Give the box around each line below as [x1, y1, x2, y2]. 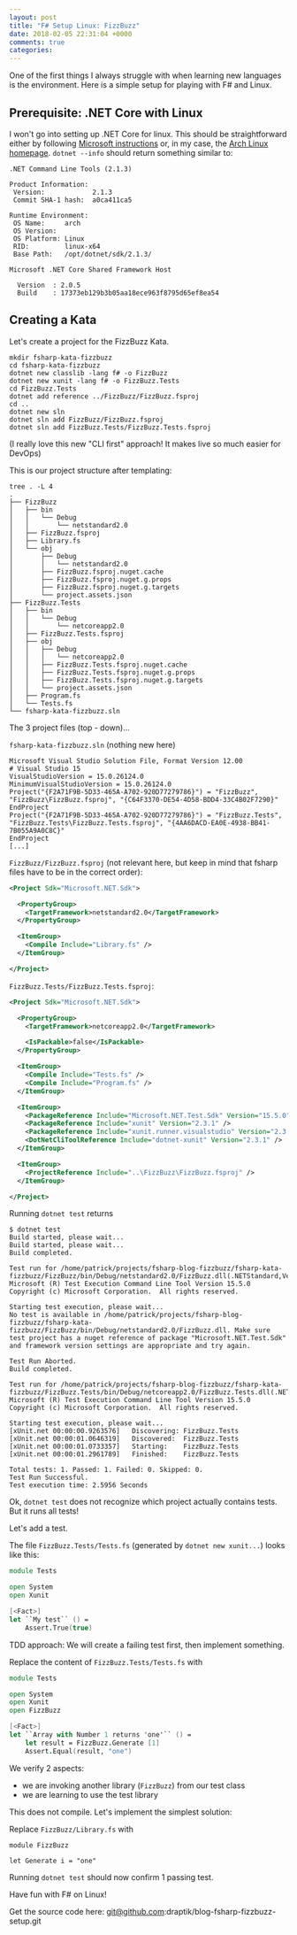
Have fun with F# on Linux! [9, 1889, 108, 1900]
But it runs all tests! [9, 1506, 80, 1516]
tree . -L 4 [9, 482, 53, 491]
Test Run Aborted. [9, 1357, 77, 1366]
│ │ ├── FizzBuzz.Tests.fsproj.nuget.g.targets [9, 675, 203, 684]
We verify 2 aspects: [9, 1762, 85, 1773]
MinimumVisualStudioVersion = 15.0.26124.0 [9, 780, 172, 789]
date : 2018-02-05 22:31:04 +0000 [9, 29, 133, 38]
